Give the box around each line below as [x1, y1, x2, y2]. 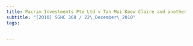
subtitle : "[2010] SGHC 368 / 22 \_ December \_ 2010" [6, 14, 136, 20]
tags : [6, 20, 20, 26]
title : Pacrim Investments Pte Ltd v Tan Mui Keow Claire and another [6, 8, 187, 15]
